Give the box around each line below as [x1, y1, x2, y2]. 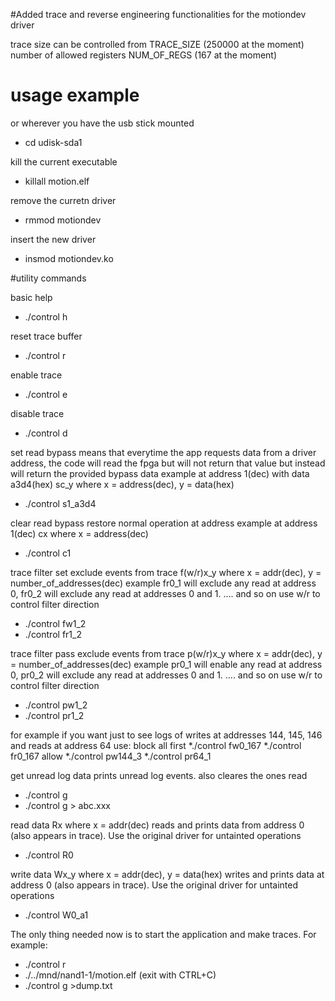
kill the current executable [10, 155, 118, 168]
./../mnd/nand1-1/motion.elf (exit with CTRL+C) [24, 969, 217, 981]
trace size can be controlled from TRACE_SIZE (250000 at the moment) [10, 39, 305, 50]
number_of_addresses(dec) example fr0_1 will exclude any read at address [10, 577, 317, 589]
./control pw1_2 [24, 699, 88, 711]
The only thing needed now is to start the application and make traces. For [10, 928, 317, 940]
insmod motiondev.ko [24, 252, 114, 264]
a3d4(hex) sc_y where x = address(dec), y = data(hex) [10, 478, 235, 490]
